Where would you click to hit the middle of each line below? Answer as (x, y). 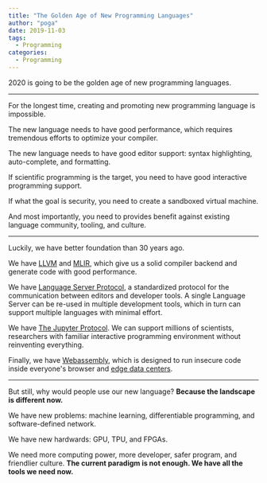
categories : (28, 53)
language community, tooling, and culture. (77, 224)
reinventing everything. (46, 345)
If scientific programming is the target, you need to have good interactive (128, 177)
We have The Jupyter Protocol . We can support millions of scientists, (121, 328)
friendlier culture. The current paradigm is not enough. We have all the (126, 463)
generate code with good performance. (73, 271)
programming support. (45, 185)
